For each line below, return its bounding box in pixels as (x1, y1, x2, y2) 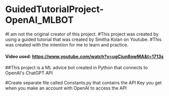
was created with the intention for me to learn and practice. (5, 41, 129, 47)
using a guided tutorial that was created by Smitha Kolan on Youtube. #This (5, 36, 162, 42)
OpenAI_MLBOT (5, 14, 74, 26)
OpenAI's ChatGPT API (5, 70, 53, 76)
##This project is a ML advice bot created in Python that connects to (5, 65, 148, 71)
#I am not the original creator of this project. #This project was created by (5, 31, 159, 37)
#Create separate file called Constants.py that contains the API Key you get (5, 80, 162, 86)
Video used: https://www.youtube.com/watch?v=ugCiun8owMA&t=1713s (5, 53, 164, 59)
